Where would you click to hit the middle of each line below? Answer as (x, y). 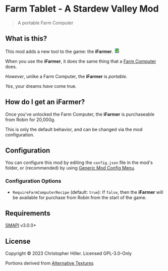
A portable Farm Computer (45, 23)
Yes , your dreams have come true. (41, 86)
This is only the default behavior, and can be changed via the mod (74, 129)
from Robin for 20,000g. (30, 120)
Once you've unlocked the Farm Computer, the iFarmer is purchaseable (80, 114)
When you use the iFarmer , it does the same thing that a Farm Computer (81, 61)
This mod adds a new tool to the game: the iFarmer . (59, 51)
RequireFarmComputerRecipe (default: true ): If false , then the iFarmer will (88, 192)
